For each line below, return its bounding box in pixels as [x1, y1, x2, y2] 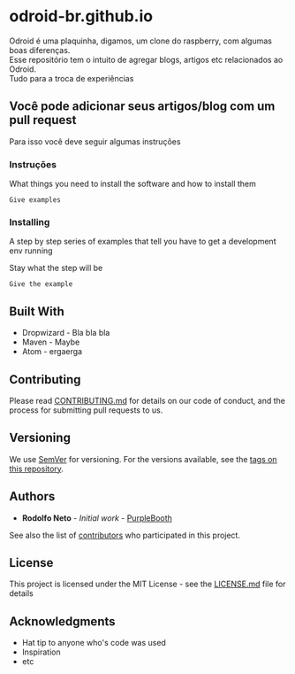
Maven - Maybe [21, 337, 80, 347]
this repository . [9, 463, 64, 474]
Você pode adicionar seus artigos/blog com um [9, 99, 276, 114]
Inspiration [21, 647, 61, 657]
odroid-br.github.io [9, 6, 153, 27]
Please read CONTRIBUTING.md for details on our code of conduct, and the [9, 395, 285, 406]
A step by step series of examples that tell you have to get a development [9, 236, 276, 247]
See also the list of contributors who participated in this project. [9, 530, 241, 540]
